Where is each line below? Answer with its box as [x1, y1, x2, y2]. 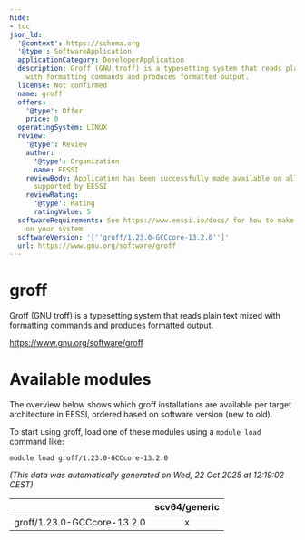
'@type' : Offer [25, 106, 84, 115]
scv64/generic [153, 501, 220, 514]
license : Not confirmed [17, 81, 107, 90]
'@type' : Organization [33, 156, 120, 166]
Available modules [9, 369, 152, 390]
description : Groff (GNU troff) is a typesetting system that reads [17, 64, 282, 74]
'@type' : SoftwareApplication [17, 47, 132, 56]
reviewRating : [25, 191, 79, 200]
